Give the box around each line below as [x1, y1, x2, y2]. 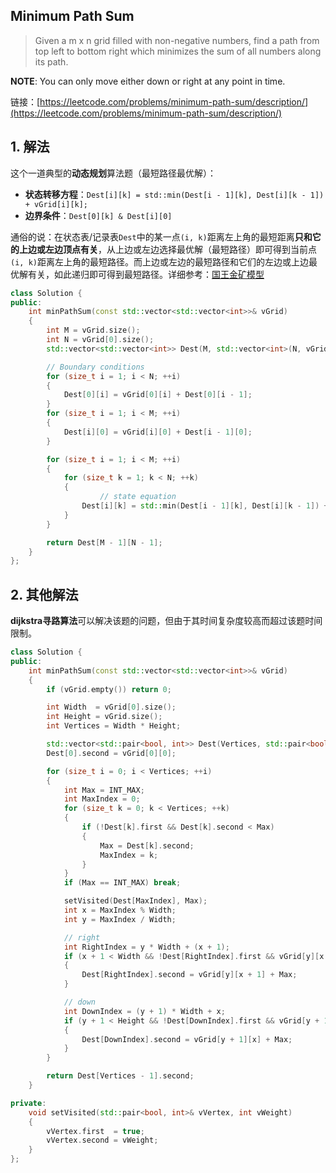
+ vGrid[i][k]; [24, 199, 89, 209]
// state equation [99, 492, 177, 502]
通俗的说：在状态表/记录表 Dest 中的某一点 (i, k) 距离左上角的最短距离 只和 [10, 230, 313, 243]
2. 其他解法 [10, 586, 79, 603]
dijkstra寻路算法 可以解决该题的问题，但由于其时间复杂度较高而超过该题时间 [10, 615, 323, 627]
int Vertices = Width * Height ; [46, 721, 182, 731]
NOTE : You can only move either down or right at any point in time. [10, 75, 286, 87]
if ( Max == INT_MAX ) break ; [63, 878, 182, 888]
